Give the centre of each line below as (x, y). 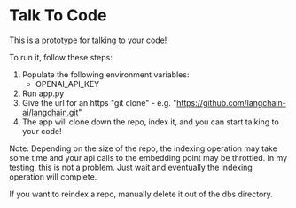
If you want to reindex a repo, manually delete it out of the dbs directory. (141, 194)
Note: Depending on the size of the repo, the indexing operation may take (143, 148)
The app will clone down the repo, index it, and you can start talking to (150, 122)
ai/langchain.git (50, 112)
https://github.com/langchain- (231, 102)
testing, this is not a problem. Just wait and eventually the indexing (131, 167)
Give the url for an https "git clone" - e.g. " (99, 102)
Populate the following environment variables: (105, 74)
